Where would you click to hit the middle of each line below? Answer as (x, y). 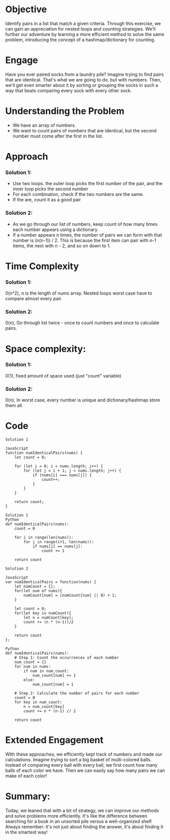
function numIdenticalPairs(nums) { (44, 453)
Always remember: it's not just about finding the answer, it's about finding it (84, 827)
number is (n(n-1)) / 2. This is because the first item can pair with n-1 (84, 240)
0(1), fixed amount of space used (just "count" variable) (63, 375)
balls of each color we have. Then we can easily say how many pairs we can (85, 771)
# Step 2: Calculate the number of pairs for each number (77, 693)
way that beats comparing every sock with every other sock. (69, 91)
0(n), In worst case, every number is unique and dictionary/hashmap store (83, 400)
